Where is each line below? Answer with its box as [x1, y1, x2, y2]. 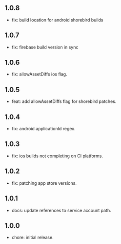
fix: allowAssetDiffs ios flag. [11, 71, 67, 77]
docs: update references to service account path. [11, 207, 111, 213]
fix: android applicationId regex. [11, 126, 76, 132]
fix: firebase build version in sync [11, 44, 79, 50]
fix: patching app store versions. [11, 180, 77, 186]
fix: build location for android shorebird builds [11, 17, 103, 23]
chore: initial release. [11, 235, 54, 241]
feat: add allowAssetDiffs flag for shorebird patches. [11, 98, 117, 104]
